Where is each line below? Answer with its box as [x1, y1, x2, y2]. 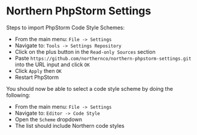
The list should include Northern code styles [14, 122, 125, 129]
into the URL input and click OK [14, 61, 90, 68]
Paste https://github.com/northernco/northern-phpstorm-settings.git [14, 54, 192, 62]
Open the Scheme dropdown [14, 115, 83, 123]
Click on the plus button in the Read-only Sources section [14, 48, 156, 55]
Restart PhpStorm [14, 73, 59, 81]
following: [6, 91, 31, 99]
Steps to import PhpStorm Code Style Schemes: [6, 24, 125, 31]
